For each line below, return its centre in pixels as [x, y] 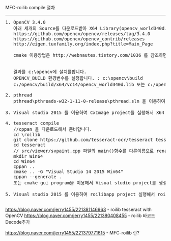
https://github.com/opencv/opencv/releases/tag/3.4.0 [82, 34]
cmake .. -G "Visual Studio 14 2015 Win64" [68, 172]
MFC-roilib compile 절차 [30, 7]
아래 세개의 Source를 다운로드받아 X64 [55, 28]
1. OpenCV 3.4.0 [25, 22]
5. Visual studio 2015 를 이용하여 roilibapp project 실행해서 [80, 194]
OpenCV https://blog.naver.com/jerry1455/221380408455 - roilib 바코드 [80, 215]
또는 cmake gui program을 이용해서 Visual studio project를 [85, 183]
